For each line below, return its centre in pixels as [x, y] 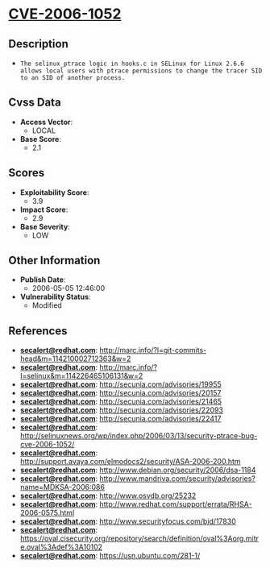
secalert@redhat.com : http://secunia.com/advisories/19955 [120, 384]
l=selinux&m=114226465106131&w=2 [81, 376]
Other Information [54, 261]
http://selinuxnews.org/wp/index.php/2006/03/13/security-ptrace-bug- [139, 436]
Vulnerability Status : [55, 297]
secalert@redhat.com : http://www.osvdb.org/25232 [108, 495]
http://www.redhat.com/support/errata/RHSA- [176, 504]
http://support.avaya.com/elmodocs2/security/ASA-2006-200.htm [130, 462]
